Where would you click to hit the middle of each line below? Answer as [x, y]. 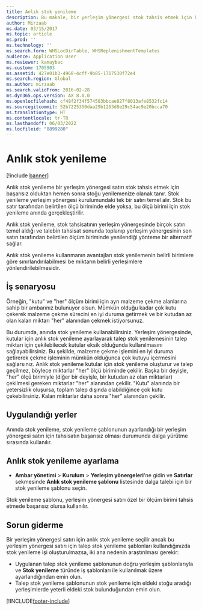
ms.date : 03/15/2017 [32, 29]
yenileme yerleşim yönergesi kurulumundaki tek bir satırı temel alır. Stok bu [99, 200]
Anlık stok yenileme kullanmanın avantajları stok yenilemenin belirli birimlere [100, 255]
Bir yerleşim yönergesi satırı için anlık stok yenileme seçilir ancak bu [90, 540]
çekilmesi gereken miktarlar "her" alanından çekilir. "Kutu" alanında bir [93, 383]
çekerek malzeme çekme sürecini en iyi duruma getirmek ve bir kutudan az [99, 314]
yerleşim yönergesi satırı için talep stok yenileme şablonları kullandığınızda [98, 546]
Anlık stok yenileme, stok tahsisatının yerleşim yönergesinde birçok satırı [96, 224]
